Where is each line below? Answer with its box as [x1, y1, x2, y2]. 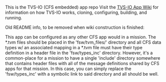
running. [5, 15, 22, 20]
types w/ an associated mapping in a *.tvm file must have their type [5, 45, 143, 50]
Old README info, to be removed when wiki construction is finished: [5, 24, 145, 30]
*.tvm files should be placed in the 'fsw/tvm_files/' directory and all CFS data [5, 39, 162, 45]
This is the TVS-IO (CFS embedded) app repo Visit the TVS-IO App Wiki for [5, 4, 159, 10]
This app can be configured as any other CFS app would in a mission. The [5, 34, 156, 40]
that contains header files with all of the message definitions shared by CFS [5, 61, 160, 66]
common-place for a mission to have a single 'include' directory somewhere [5, 55, 161, 61]
